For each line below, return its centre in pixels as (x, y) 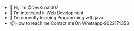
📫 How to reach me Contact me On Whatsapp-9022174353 (69, 23)
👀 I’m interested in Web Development (46, 13)
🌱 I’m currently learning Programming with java (56, 18)
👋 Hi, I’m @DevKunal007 (34, 8)
